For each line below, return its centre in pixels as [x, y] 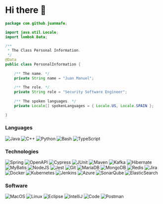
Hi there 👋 [26, 10]
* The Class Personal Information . [44, 51]
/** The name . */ [32, 73]
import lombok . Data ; [27, 37]
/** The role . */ [32, 87]
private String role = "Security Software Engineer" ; [71, 92]
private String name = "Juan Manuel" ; [54, 78]
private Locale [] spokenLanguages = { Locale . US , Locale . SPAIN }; [84, 106]
